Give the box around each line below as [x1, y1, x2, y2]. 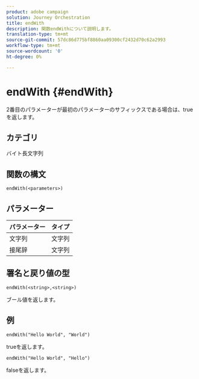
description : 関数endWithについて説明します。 [6, 25, 114, 32]
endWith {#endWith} [6, 85, 113, 98]
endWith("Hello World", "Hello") [6, 355, 90, 361]
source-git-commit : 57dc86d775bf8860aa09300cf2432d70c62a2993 [6, 37, 166, 43]
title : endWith [6, 20, 45, 26]
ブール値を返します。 [6, 296, 59, 303]
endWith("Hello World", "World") [6, 331, 90, 338]
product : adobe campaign [6, 8, 69, 15]
